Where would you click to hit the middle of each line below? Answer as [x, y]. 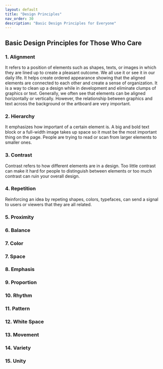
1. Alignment [20, 57]
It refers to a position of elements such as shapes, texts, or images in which [81, 67]
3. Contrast [19, 155]
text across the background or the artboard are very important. [68, 103]
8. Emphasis [20, 270]
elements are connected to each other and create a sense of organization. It [81, 83]
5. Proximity [19, 217]
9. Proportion [21, 282]
